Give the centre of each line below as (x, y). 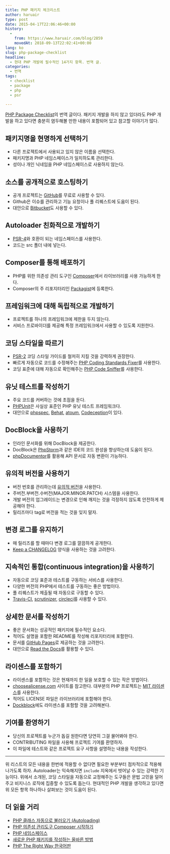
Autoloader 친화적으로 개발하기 (53, 225)
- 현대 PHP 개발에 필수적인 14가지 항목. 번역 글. (56, 62)
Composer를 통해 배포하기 (45, 263)
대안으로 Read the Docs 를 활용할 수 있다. (53, 649)
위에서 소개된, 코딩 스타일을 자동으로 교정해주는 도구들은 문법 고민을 (87, 777)
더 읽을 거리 (22, 807)
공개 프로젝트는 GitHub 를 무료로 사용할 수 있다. (59, 195)
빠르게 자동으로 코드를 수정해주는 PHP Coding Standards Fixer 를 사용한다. (87, 363)
